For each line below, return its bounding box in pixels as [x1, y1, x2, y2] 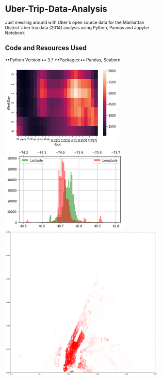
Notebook [5, 30, 25, 35]
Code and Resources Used [5, 44, 87, 52]
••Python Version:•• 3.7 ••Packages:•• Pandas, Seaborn [5, 57, 121, 63]
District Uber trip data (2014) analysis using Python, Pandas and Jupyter [5, 24, 149, 30]
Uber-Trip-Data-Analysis [5, 3, 108, 15]
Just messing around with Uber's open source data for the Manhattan [5, 19, 145, 25]
